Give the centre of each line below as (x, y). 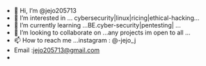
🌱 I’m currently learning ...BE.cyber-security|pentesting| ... (97, 25)
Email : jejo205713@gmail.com (57, 50)
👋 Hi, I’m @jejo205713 (45, 11)
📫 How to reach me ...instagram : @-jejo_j (75, 40)
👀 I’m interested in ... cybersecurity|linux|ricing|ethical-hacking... (106, 18)
